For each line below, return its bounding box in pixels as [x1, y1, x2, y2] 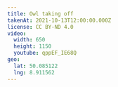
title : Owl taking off [7, 10, 74, 18]
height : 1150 [13, 43, 52, 50]
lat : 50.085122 [13, 62, 58, 69]
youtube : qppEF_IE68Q [13, 50, 77, 57]
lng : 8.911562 [13, 69, 55, 76]
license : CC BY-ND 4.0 [7, 23, 74, 30]
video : [7, 29, 27, 37]
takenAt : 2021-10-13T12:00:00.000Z [7, 17, 112, 24]
